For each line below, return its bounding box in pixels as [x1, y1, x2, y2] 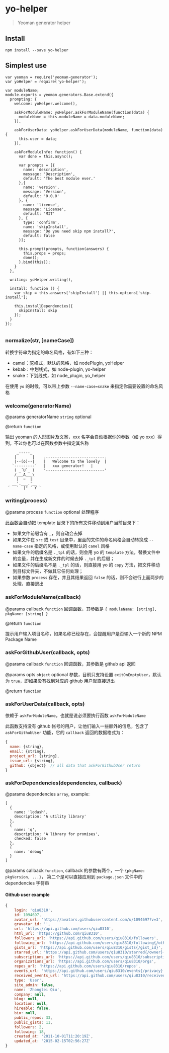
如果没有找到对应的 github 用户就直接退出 [28, 678, 115, 684]
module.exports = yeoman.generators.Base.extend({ [5, 92, 114, 97]
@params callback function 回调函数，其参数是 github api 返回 [5, 661, 136, 667]
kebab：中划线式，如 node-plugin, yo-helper [12, 366, 106, 372]
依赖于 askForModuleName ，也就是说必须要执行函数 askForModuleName [5, 712, 146, 718]
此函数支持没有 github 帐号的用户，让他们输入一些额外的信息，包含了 [5, 723, 149, 730]
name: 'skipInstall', [23, 224, 69, 229]
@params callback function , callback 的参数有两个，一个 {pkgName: [5, 867, 145, 873]
